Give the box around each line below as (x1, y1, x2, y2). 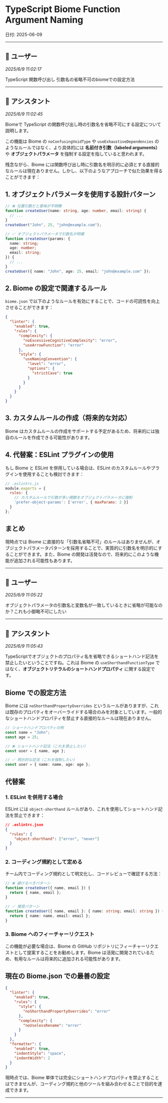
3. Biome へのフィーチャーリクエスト (5, 931, 95, 938)
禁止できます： (13, 812, 45, 818)
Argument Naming (5, 14, 83, 26)
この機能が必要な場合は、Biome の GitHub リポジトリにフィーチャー (5, 943, 146, 949)
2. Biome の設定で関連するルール (5, 284, 107, 292)
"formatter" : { (9, 1042, 41, 1047)
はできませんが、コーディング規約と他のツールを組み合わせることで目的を (5, 1081, 158, 1087)
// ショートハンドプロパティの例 (5, 725, 64, 731)
